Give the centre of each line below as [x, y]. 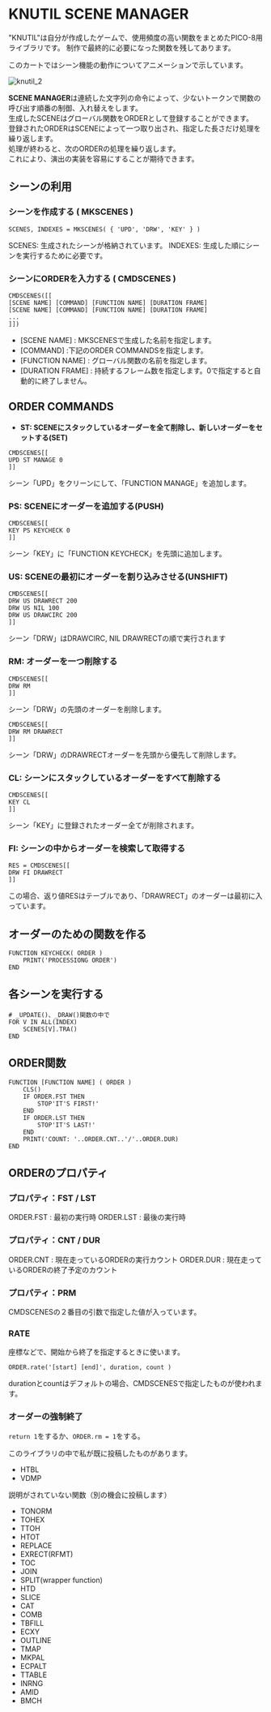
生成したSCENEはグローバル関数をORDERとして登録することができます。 [131, 118]
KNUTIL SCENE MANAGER [99, 14]
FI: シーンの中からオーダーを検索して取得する [97, 848]
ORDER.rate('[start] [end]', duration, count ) [90, 1367]
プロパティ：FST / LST [53, 1198]
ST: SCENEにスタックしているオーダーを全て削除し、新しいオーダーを [138, 427]
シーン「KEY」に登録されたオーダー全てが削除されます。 [104, 825]
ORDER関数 [37, 1063]
